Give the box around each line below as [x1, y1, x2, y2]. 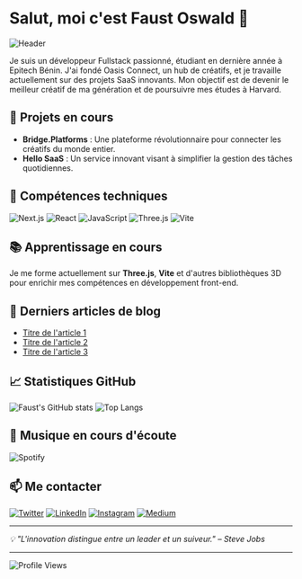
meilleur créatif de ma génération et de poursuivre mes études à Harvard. [9, 84, 281, 94]
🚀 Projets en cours [9, 110, 114, 125]
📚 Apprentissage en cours [9, 239, 163, 254]
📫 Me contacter [9, 479, 102, 494]
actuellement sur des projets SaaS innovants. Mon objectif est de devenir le [9, 74, 289, 85]
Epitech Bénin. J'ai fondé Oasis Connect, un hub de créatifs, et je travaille [9, 65, 281, 76]
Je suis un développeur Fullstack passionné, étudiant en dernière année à [9, 55, 283, 66]
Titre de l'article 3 [22, 346, 88, 358]
